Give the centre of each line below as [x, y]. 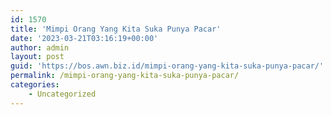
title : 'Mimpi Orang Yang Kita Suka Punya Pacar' [116, 29]
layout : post [37, 57]
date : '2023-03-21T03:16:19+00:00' [84, 38]
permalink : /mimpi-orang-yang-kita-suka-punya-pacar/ [125, 76]
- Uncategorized [62, 94]
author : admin [40, 47]
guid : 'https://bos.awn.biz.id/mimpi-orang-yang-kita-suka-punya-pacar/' [167, 66]
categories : [35, 85]
